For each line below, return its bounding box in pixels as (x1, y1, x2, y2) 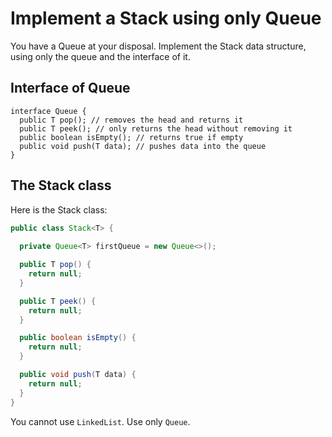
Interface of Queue (10, 80, 131, 97)
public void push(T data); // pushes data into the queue (19, 141, 267, 151)
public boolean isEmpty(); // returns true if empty (19, 132, 244, 142)
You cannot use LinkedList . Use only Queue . (10, 415, 191, 427)
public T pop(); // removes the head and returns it (19, 115, 244, 125)
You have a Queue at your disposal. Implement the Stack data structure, (10, 40, 307, 52)
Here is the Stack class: (10, 203, 108, 216)
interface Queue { (10, 106, 87, 116)
